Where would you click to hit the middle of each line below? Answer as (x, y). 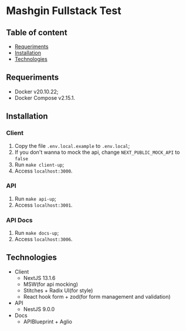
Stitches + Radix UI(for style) (58, 290)
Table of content (37, 33)
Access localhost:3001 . (43, 205)
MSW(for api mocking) (50, 284)
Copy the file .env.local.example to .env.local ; (72, 146)
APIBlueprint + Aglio (48, 322)
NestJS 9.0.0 (39, 309)
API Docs (19, 220)
